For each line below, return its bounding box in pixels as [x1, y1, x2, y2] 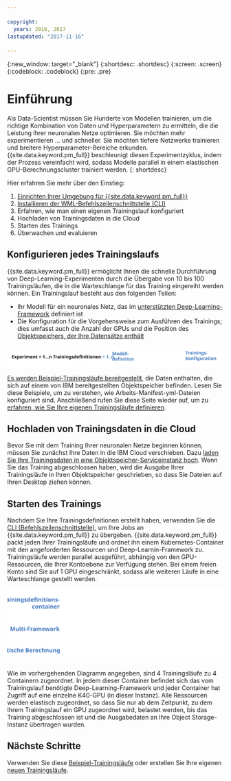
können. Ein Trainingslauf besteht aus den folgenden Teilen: [7, 289, 177, 297]
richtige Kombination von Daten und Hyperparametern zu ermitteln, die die [7, 121, 219, 130]
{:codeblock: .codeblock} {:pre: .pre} [7, 68, 111, 76]
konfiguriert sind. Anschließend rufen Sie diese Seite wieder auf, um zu [7, 396, 208, 404]
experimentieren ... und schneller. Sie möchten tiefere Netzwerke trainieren [7, 136, 220, 145]
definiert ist [50, 310, 84, 318]
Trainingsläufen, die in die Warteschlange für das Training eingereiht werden [7, 281, 224, 290]
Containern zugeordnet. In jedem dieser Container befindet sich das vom [7, 676, 214, 684]
